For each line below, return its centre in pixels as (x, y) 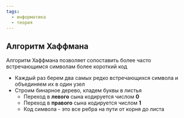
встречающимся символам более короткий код (67, 67)
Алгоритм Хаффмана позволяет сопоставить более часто (79, 60)
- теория (22, 22)
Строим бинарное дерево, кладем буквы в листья (78, 90)
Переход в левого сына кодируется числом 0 (81, 97)
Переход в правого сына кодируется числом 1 (82, 103)
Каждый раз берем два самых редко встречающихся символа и (96, 78)
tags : (13, 11)
